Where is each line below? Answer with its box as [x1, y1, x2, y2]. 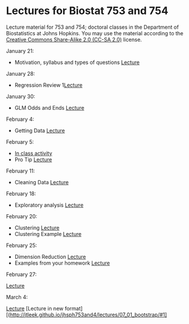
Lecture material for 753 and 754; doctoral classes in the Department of [6, 23, 179, 31]
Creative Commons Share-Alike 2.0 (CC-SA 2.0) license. [6, 36, 142, 43]
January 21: [6, 47, 34, 54]
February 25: [6, 242, 37, 249]
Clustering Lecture [14, 224, 60, 231]
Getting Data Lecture [14, 127, 66, 134]
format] [64, 305, 83, 312]
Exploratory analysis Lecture [14, 201, 84, 208]
